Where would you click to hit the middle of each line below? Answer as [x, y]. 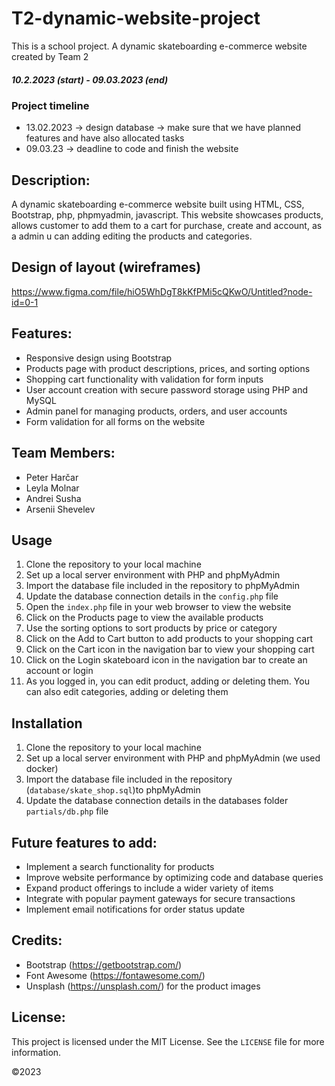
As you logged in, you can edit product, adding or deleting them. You [167, 681]
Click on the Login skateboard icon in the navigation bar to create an [166, 660]
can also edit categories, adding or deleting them [127, 692]
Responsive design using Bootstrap [99, 358]
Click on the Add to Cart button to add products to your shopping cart [169, 639]
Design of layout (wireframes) [106, 267]
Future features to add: [84, 842]
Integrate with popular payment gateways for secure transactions [160, 898]
